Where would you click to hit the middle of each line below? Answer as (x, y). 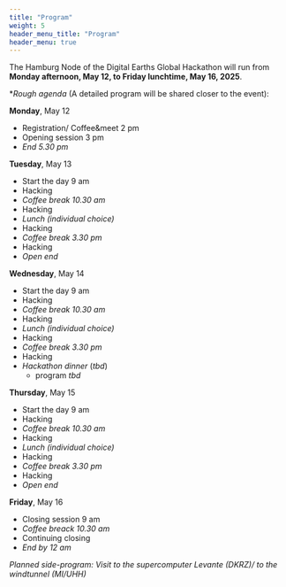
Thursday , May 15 (42, 393)
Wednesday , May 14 (47, 274)
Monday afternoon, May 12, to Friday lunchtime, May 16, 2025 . (126, 77)
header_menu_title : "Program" (65, 34)
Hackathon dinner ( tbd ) (65, 366)
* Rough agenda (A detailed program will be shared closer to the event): (139, 94)
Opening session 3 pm (63, 137)
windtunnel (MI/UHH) (48, 574)
